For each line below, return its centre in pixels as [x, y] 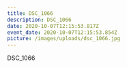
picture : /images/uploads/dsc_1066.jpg [64, 39]
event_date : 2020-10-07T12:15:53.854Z [62, 32]
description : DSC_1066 [39, 20]
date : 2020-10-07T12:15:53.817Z [53, 26]
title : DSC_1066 [30, 13]
